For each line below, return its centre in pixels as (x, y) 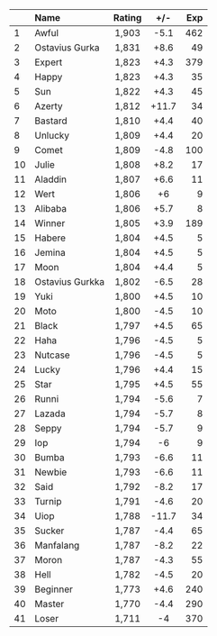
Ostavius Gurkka (70, 282)
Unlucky (52, 136)
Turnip (48, 501)
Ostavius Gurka (67, 47)
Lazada (50, 413)
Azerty (49, 106)
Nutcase (52, 355)
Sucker (50, 531)
